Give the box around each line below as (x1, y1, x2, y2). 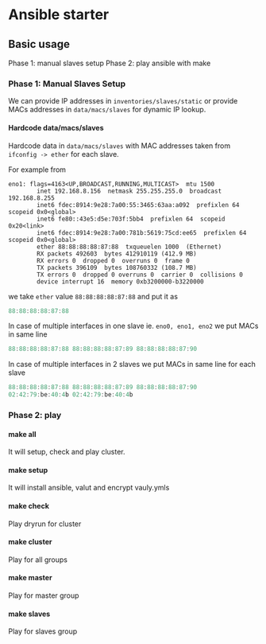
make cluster (8, 537, 52, 547)
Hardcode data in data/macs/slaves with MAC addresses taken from (8, 141, 231, 150)
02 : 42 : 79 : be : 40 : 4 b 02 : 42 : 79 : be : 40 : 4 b (8, 391, 133, 399)
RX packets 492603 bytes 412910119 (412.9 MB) (37, 249, 197, 258)
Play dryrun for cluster (8, 519, 82, 529)
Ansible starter (8, 6, 110, 24)
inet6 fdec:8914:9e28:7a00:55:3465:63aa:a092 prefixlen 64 (37, 201, 240, 209)
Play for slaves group (8, 626, 78, 636)
